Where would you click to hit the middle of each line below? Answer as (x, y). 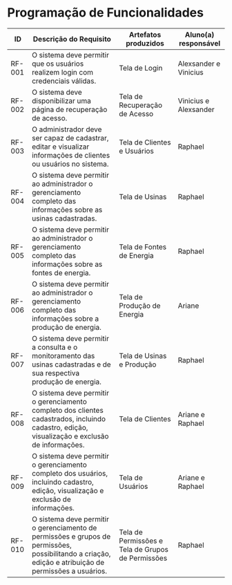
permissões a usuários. (70, 570)
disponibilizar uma (62, 100)
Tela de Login (141, 68)
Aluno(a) (200, 35)
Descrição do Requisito (72, 39)
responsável (200, 43)
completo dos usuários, (70, 473)
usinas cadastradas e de (72, 364)
